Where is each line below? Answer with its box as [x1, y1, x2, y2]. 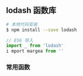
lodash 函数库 [6, 5, 57, 16]
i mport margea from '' [6, 49, 64, 54]
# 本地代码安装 [6, 21, 38, 27]
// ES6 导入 [6, 37, 33, 43]
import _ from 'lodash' [6, 43, 64, 49]
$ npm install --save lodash [6, 27, 77, 33]
